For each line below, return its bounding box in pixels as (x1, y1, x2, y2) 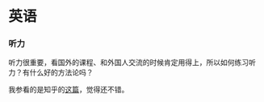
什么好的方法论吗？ (29, 67, 94, 77)
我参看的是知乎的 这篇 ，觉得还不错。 (8, 85, 129, 95)
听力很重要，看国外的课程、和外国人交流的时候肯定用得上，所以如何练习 (8, 58, 249, 67)
